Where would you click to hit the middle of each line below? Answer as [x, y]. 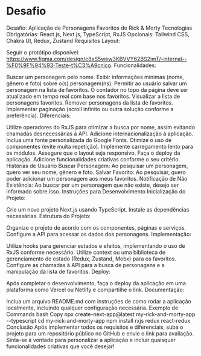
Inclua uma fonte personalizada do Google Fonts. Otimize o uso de [89, 140]
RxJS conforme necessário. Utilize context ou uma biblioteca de [86, 252]
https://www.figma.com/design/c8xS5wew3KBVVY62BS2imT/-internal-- [97, 59]
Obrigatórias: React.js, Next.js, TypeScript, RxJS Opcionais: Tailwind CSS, [98, 34]
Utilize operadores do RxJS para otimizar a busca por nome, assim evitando [101, 127]
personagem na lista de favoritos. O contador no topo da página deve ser [97, 89]
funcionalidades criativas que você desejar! [60, 346]
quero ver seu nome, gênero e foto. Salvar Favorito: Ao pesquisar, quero [96, 172]
